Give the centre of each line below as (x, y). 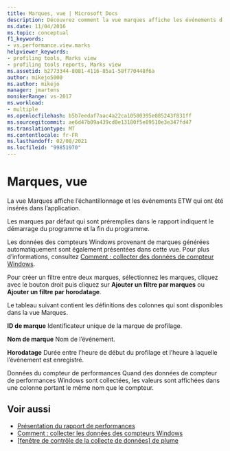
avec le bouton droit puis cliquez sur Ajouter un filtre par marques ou (106, 284)
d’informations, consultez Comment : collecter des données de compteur (111, 256)
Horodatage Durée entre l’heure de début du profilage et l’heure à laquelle (112, 352)
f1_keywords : (26, 39)
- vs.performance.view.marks (49, 45)
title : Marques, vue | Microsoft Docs (62, 13)
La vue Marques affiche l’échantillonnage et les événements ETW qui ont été (115, 201)
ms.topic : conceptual (38, 33)
